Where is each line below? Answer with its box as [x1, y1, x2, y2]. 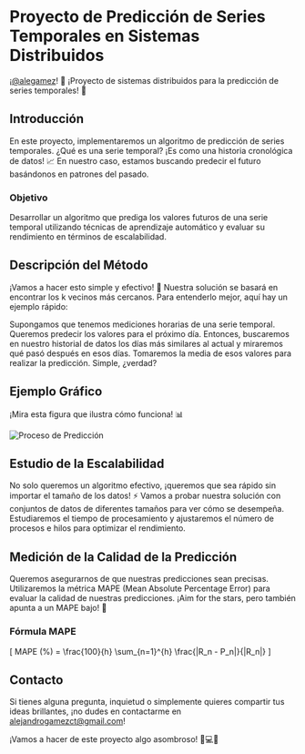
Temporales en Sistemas [9, 25, 200, 46]
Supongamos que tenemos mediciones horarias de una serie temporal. [9, 319, 276, 330]
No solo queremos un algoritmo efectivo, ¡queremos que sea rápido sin [9, 480, 277, 491]
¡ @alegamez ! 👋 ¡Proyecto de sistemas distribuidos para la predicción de [9, 75, 280, 86]
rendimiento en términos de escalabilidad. [9, 231, 167, 242]
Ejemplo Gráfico [9, 384, 103, 400]
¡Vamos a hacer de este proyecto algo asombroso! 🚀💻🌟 [9, 734, 219, 745]
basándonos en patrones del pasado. [9, 168, 149, 179]
